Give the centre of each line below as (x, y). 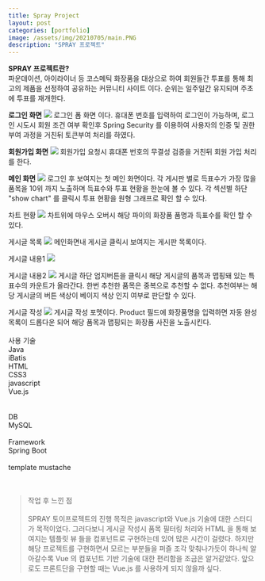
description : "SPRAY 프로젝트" (57, 45)
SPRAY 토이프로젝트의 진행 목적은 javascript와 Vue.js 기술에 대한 (129, 519)
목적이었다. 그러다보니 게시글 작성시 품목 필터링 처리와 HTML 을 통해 (142, 529)
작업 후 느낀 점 (50, 501)
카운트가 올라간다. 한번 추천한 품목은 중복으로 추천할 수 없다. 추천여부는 (139, 285)
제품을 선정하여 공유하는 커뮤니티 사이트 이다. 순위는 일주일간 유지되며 (131, 89)
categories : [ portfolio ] (49, 30)
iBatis (17, 358)
